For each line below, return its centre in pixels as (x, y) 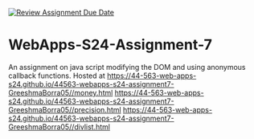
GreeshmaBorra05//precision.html (65, 109)
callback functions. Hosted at (57, 76)
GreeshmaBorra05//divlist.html (59, 127)
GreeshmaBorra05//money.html (61, 92)
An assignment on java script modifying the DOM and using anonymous (127, 67)
